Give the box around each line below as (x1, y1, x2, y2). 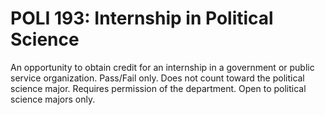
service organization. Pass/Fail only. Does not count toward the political (10, 72, 305, 84)
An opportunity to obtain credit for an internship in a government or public (10, 61, 315, 73)
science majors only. (10, 93, 96, 105)
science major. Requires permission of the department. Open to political (10, 82, 307, 94)
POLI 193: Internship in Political (10, 7, 274, 30)
